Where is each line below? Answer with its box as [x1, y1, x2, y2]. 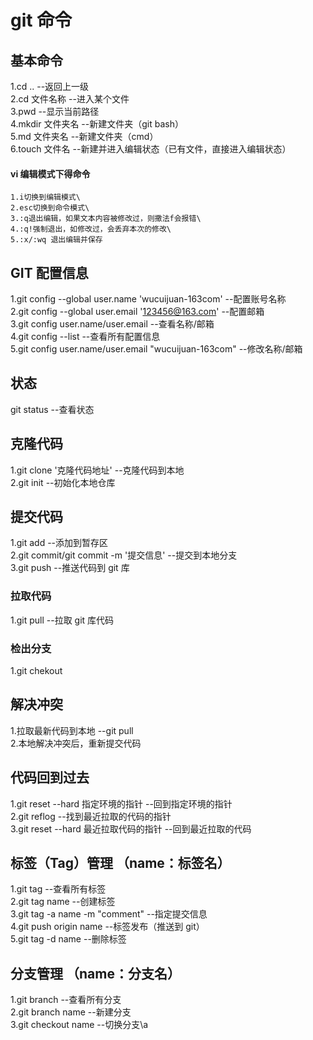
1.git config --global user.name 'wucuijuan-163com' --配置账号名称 [10, 293, 287, 305]
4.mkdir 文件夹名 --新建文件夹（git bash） [10, 118, 184, 130]
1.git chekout [10, 665, 63, 677]
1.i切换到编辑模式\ [10, 192, 81, 203]
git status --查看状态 [10, 403, 95, 415]
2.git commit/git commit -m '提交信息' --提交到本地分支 [10, 549, 238, 561]
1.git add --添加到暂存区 [10, 537, 109, 549]
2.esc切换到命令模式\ [10, 203, 90, 213]
